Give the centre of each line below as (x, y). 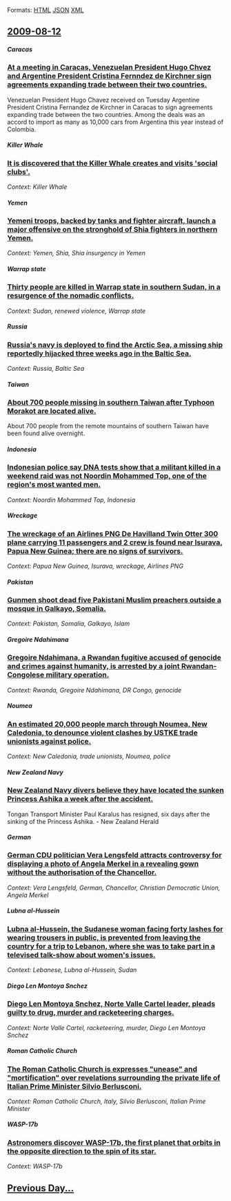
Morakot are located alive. (52, 411)
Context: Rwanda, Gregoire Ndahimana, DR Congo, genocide (94, 690)
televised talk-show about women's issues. (81, 955)
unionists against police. (49, 741)
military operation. (78, 675)
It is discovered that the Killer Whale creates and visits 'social (112, 163)
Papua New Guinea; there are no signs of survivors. (95, 551)
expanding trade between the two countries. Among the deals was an (106, 114)
